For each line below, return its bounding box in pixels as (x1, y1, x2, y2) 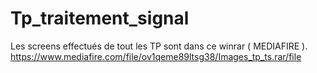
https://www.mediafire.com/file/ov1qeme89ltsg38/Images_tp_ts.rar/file (10, 50, 302, 62)
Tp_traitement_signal (10, 7, 190, 30)
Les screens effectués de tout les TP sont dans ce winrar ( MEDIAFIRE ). (10, 40, 308, 52)
